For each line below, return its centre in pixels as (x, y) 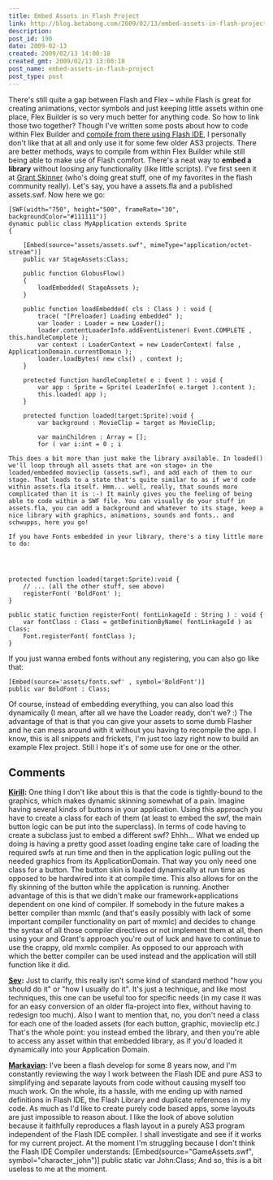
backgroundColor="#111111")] (58, 216)
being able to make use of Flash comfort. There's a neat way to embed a (130, 160)
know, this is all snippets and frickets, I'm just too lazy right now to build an (134, 738)
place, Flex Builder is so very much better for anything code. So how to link (134, 117)
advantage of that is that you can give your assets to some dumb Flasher (130, 721)
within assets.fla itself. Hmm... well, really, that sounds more (123, 487)
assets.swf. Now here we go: (57, 194)
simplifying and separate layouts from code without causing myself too (127, 1082)
